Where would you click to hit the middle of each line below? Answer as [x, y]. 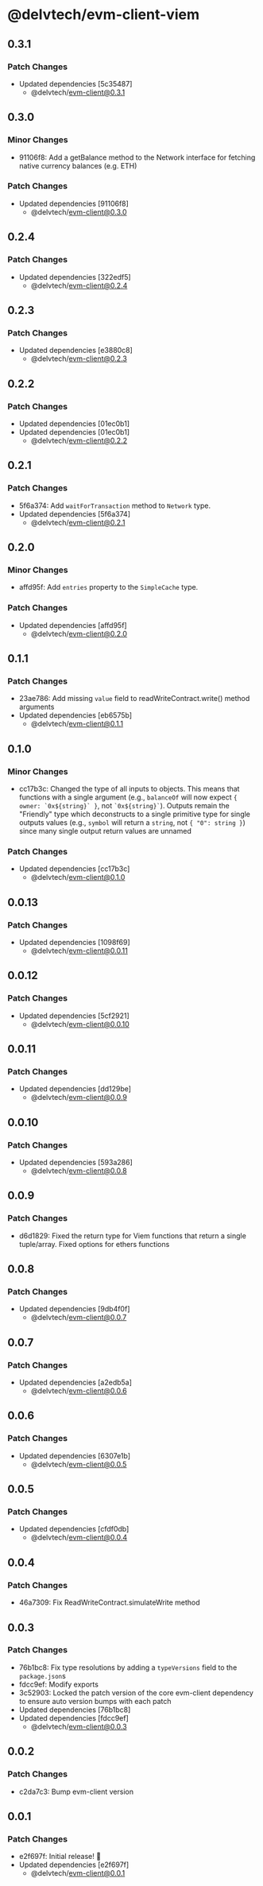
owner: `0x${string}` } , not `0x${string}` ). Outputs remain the [124, 805]
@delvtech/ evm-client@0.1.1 [77, 724]
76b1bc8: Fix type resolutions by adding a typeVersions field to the [128, 1667]
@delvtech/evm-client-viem [104, 15]
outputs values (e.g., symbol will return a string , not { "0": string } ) [132, 822]
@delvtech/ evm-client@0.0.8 [79, 1171]
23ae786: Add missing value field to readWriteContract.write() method [134, 699]
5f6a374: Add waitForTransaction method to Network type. [115, 505]
